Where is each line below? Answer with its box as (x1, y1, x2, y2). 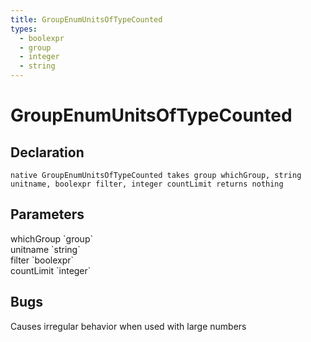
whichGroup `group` (10, 232, 93, 245)
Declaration (10, 144, 85, 161)
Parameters (10, 206, 85, 223)
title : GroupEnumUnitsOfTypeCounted (10, 14, 163, 25)
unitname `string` (10, 243, 81, 255)
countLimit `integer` (10, 264, 92, 276)
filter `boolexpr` (10, 254, 75, 266)
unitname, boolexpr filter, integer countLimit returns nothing (10, 179, 284, 189)
